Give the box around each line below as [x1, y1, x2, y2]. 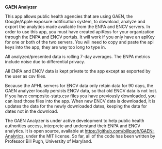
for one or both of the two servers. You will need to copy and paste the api [5, 39, 154, 45]
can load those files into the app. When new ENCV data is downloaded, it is [5, 98, 156, 104]
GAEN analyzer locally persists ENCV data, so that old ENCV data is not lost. [5, 88, 158, 93]
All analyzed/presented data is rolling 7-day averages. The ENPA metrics [5, 54, 150, 60]
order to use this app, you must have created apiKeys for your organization [5, 29, 155, 34]
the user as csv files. [5, 74, 47, 79]
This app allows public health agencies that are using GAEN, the [5, 14, 133, 19]
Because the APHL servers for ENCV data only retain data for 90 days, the [5, 83, 154, 89]
